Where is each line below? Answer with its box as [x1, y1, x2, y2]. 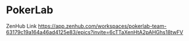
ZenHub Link [6, 23, 37, 29]
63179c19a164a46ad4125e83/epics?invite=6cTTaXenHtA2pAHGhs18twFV [6, 28, 184, 35]
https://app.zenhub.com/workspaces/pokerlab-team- [37, 23, 167, 29]
